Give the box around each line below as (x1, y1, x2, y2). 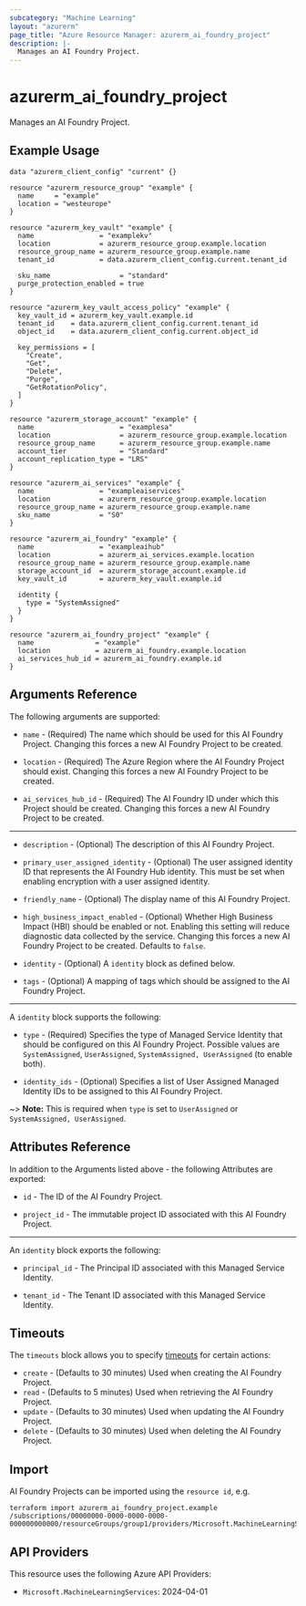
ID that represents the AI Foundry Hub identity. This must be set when (22, 865, 285, 876)
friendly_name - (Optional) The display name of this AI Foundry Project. (22, 893, 291, 904)
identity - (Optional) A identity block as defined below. (22, 958, 235, 969)
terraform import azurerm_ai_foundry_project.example (9, 1504, 219, 1513)
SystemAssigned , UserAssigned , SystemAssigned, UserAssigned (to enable (22, 1048, 293, 1059)
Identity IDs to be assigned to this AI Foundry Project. (22, 1085, 223, 1096)
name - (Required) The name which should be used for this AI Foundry (22, 729, 284, 740)
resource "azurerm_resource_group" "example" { (9, 183, 194, 192)
